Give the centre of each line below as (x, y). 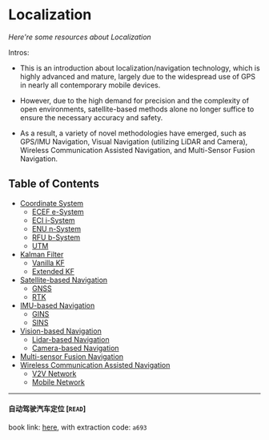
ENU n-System (56, 228)
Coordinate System (52, 203)
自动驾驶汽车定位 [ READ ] (47, 409)
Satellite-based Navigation (64, 280)
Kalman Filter (42, 254)
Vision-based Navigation (60, 331)
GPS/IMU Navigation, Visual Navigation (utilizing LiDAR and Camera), (134, 141)
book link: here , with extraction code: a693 (78, 427)
